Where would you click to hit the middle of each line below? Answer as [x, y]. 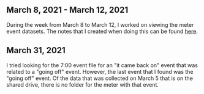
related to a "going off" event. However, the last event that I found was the [100, 71]
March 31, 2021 [36, 50]
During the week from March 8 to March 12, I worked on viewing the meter [100, 24]
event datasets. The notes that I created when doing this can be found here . [102, 31]
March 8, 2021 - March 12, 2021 [67, 10]
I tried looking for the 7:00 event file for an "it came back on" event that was [102, 65]
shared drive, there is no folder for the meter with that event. [83, 84]
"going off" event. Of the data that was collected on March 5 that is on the [100, 78]
